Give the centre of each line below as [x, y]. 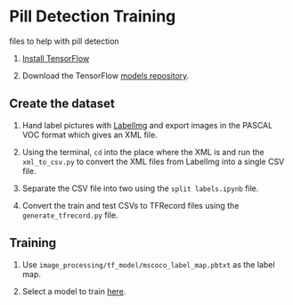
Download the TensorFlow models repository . [106, 75]
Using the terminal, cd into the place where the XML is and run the [143, 152]
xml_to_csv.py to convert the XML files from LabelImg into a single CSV [153, 161]
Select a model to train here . [74, 291]
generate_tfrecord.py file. [70, 215]
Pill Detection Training [93, 16]
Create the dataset [62, 104]
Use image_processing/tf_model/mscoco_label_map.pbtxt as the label [148, 264]
